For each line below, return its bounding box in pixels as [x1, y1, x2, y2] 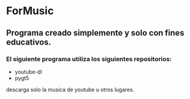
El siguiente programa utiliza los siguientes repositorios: [6, 55, 172, 63]
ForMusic [6, 4, 54, 18]
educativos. [6, 37, 52, 47]
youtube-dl [14, 68, 43, 75]
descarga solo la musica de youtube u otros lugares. [6, 86, 135, 93]
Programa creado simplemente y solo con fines [6, 28, 185, 38]
